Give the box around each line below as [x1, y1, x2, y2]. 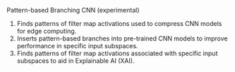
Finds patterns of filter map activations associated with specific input [16, 49, 218, 57]
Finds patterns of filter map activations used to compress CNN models [16, 20, 222, 27]
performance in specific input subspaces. [16, 42, 138, 50]
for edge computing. [16, 27, 77, 35]
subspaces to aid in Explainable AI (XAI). [16, 57, 135, 65]
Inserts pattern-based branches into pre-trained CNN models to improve [16, 34, 228, 43]
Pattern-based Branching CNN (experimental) [6, 6, 140, 14]
